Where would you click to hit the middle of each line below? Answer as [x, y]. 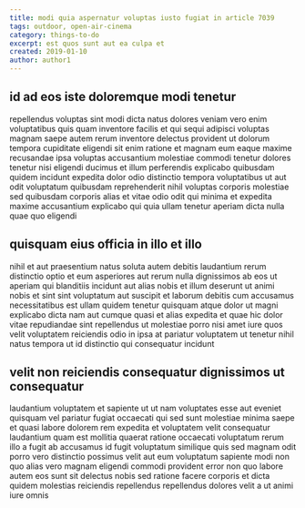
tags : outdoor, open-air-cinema [71, 26]
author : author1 [40, 60]
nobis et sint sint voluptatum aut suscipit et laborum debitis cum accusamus [152, 295]
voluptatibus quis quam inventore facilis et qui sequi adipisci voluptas [140, 128]
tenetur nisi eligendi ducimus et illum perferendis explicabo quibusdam [142, 167]
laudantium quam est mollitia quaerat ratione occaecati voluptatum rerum [147, 437]
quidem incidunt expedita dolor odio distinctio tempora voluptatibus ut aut [148, 177]
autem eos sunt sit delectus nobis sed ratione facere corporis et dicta [140, 476]
